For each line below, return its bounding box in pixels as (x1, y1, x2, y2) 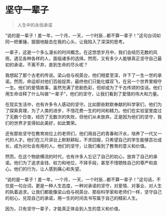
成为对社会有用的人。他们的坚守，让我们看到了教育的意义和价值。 (13, 143, 149, 149)
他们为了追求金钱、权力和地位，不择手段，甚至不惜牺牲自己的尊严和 (13, 159, 153, 165)
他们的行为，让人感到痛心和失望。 (13, 166, 83, 172)
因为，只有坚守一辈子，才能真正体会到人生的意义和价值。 (5, 206, 123, 212)
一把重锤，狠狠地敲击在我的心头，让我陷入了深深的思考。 (9, 38, 127, 45)
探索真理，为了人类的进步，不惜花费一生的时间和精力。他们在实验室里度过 (9, 107, 162, 113)
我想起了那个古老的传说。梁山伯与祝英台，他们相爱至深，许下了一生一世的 (5, 72, 158, 78)
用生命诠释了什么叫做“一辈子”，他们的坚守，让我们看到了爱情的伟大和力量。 (5, 90, 162, 97)
